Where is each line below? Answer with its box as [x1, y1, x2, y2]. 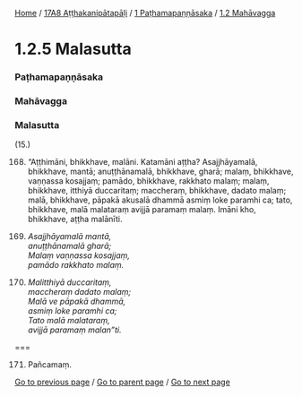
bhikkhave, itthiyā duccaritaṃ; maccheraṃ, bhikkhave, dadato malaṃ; [27, 185, 287, 196]
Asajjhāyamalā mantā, [27, 231, 112, 242]
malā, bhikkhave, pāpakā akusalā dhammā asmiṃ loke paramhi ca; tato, [27, 194, 293, 205]
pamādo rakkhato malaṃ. [27, 260, 125, 271]
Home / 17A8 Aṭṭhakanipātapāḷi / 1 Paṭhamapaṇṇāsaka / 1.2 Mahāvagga [14, 8, 276, 18]
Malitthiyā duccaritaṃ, [27, 277, 112, 288]
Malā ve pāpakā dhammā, [27, 296, 126, 307]
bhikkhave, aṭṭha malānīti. [27, 214, 123, 225]
